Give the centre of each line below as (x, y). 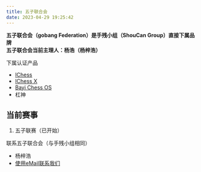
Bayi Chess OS (33, 87)
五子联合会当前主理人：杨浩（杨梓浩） (53, 50)
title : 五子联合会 (27, 12)
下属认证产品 (22, 63)
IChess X (26, 81)
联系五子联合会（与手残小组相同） (48, 143)
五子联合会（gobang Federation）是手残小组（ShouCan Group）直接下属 (98, 35)
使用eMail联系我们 (37, 163)
